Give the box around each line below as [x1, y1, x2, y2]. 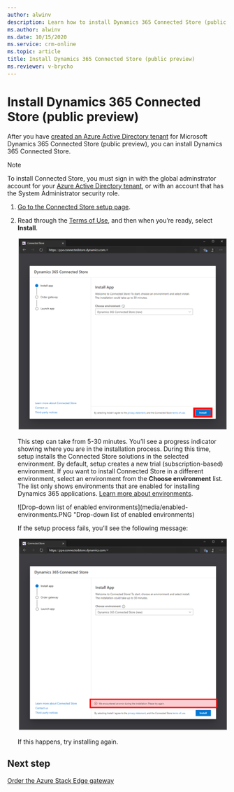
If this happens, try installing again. [17, 737, 119, 746]
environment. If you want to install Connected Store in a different [17, 467, 204, 475]
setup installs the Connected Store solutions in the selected [17, 452, 189, 461]
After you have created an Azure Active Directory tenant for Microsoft [7, 132, 207, 140]
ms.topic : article [7, 48, 61, 55]
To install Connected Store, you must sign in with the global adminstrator [7, 174, 217, 182]
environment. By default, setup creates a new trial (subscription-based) [17, 459, 224, 468]
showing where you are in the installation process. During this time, [17, 445, 211, 453]
